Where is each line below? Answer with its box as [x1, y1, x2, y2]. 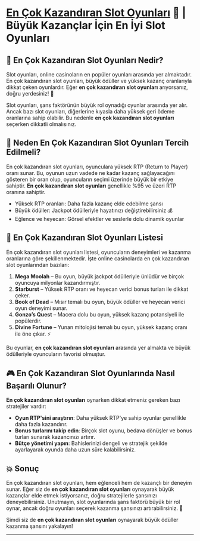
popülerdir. [14, 317, 42, 324]
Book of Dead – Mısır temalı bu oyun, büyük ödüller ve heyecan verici [14, 298, 186, 305]
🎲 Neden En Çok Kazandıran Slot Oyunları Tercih [6, 138, 189, 148]
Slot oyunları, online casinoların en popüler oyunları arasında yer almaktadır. [6, 71, 192, 78]
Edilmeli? [6, 147, 41, 158]
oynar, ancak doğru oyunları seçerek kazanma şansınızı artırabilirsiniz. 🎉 [6, 505, 183, 512]
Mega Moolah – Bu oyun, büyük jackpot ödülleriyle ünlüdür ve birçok [14, 272, 185, 280]
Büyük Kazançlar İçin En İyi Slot [6, 19, 165, 32]
